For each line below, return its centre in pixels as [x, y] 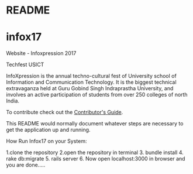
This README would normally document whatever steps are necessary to [95, 124]
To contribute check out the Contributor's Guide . [65, 112]
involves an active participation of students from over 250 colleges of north [97, 95]
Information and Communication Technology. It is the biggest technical [91, 82]
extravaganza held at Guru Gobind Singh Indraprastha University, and [90, 88]
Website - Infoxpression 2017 [41, 53]
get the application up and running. [48, 130]
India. [13, 101]
